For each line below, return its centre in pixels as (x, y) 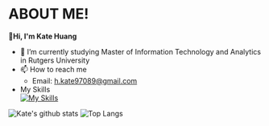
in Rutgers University (55, 60)
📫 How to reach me (53, 69)
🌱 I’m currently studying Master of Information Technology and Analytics (141, 51)
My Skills (35, 89)
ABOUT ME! (49, 14)
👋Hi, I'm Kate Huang (43, 36)
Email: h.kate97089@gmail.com (85, 80)
